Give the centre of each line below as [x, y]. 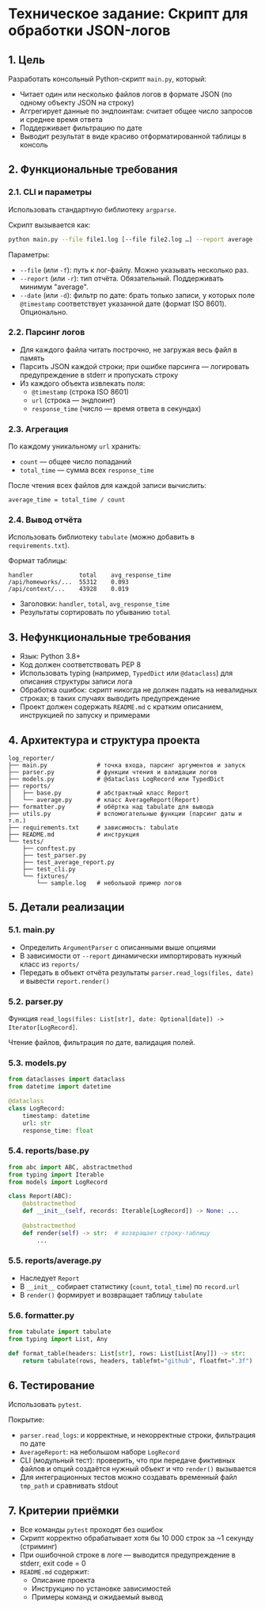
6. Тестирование [51, 1386]
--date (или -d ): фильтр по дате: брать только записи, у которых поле [137, 295]
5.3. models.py [38, 1062]
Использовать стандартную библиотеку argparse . [92, 209]
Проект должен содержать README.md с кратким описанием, [121, 707]
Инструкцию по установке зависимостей [101, 1588]
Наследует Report [49, 1278]
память [32, 358]
